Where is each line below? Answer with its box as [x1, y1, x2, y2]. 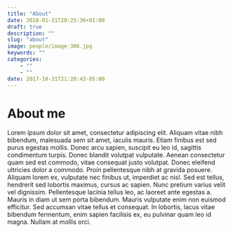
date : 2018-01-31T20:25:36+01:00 [7, 17, 105, 24]
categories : [7, 56, 42, 63]
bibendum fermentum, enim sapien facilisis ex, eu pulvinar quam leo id [7, 211, 212, 219]
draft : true [7, 23, 42, 30]
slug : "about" [7, 36, 49, 43]
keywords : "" [7, 50, 46, 57]
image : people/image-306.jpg [7, 43, 93, 50]
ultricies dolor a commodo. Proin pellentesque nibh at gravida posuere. [7, 166, 213, 174]
